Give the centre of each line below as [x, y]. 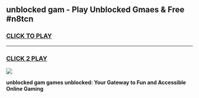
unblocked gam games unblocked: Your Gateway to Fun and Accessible [96, 82]
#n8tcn [20, 19]
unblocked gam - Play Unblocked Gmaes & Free [95, 10]
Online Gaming [25, 88]
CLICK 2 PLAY [27, 58]
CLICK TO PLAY [29, 36]
